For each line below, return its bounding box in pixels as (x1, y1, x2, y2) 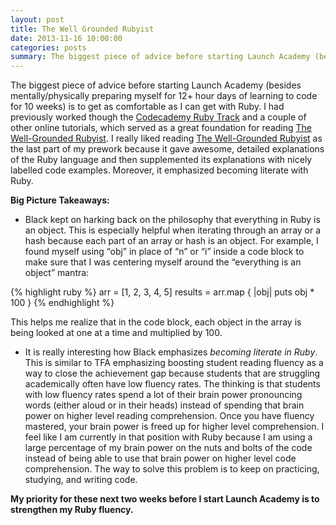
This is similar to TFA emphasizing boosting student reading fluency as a (24, 357, 324, 369)
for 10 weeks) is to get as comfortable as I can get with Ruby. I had (10, 101, 285, 113)
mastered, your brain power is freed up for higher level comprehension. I (24, 421, 325, 433)
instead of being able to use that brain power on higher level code (24, 452, 297, 465)
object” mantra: (24, 267, 90, 279)
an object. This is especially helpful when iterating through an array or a (24, 224, 322, 236)
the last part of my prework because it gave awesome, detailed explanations (10, 143, 325, 155)
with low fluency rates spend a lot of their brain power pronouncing (24, 389, 303, 401)
